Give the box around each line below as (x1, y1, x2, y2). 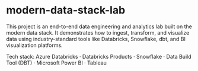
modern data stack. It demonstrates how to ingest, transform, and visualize (6, 29, 190, 36)
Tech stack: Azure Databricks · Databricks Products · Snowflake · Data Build (6, 53, 191, 60)
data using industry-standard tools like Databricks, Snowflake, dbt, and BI (6, 35, 186, 42)
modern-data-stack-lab (6, 4, 126, 17)
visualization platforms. (6, 42, 63, 49)
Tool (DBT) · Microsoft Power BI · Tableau (6, 59, 107, 66)
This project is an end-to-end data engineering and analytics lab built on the (6, 23, 193, 30)
